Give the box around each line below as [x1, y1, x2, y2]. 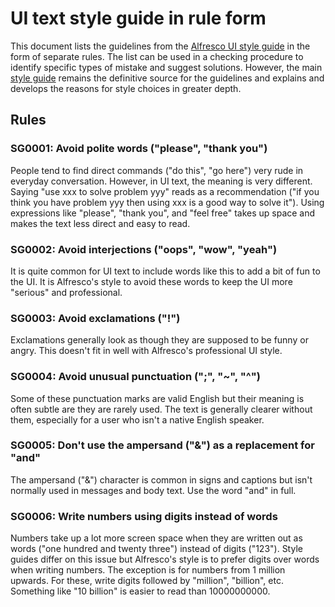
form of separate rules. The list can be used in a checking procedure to [10, 50, 304, 62]
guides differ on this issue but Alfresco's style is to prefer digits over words [10, 553, 320, 566]
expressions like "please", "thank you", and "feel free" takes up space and [10, 207, 316, 219]
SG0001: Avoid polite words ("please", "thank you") [10, 142, 268, 156]
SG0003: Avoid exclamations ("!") [10, 311, 181, 325]
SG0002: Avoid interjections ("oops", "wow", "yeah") [10, 242, 278, 256]
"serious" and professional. [10, 286, 123, 298]
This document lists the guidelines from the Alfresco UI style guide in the [10, 40, 311, 52]
